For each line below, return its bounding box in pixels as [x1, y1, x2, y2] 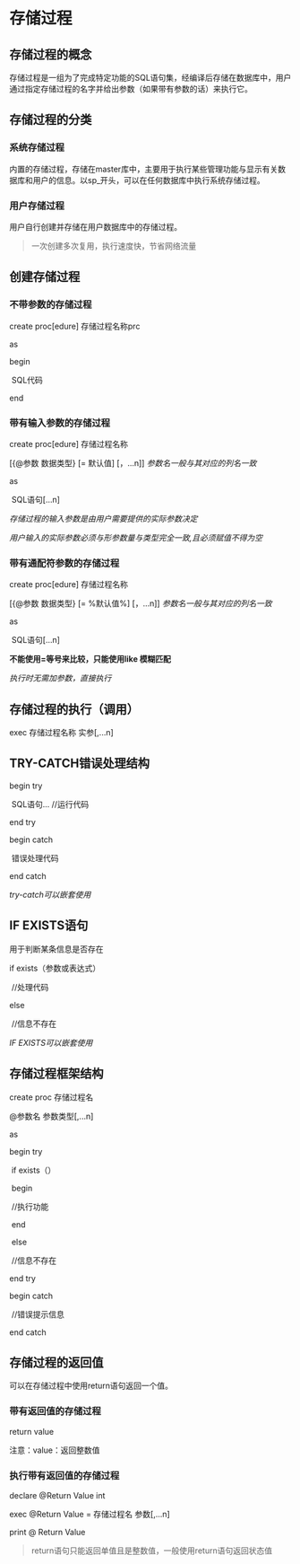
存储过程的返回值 [9, 1355, 104, 1370]
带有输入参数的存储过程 [9, 417, 110, 429]
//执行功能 [11, 1200, 49, 1212]
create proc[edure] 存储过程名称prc [9, 321, 141, 331]
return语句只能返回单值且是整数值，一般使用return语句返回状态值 [30, 1545, 273, 1556]
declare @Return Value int [9, 1489, 106, 1500]
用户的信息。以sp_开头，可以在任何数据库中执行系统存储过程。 [32, 174, 266, 185]
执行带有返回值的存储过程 [9, 1469, 120, 1481]
